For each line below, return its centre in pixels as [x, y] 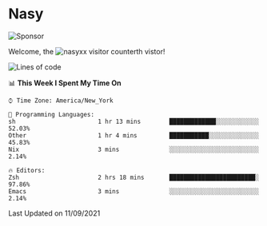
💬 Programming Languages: [51, 114]
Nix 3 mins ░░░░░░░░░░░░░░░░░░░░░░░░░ [134, 149]
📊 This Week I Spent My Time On [65, 83]
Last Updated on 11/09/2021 [54, 213]
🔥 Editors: [27, 170]
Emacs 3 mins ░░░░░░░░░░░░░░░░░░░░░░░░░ [134, 191]
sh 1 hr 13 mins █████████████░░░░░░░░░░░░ [134, 121]
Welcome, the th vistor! [87, 51]
